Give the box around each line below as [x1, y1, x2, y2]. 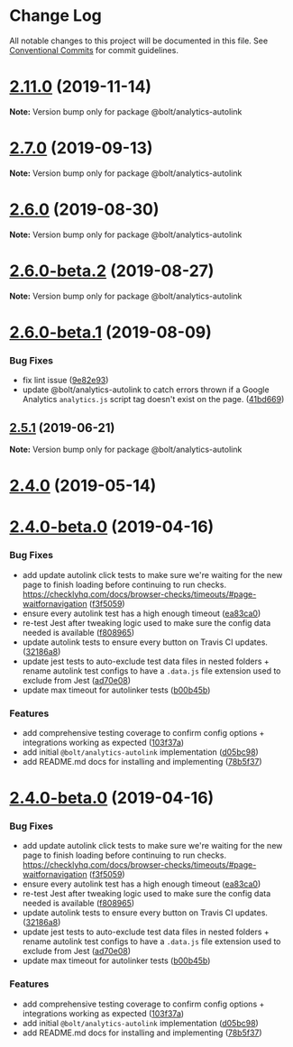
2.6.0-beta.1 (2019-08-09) [9, 322, 212, 343]
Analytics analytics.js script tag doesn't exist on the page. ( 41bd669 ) [22, 394, 285, 405]
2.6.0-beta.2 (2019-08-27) [9, 261, 215, 280]
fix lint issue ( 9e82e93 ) [22, 375, 109, 386]
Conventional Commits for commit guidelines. [9, 44, 179, 55]
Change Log [9, 5, 102, 26]
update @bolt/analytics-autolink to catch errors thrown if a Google [22, 384, 270, 395]
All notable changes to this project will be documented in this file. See [9, 35, 269, 46]
